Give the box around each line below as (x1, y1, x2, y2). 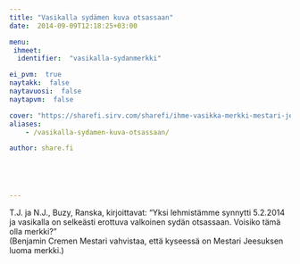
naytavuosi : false (9, 87, 82, 95)
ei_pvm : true (9, 70, 62, 79)
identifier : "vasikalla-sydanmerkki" (17, 54, 162, 63)
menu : (9, 37, 29, 46)
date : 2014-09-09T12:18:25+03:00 (9, 21, 138, 30)
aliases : (9, 120, 42, 128)
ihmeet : (12, 45, 42, 54)
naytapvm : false (9, 95, 74, 103)
